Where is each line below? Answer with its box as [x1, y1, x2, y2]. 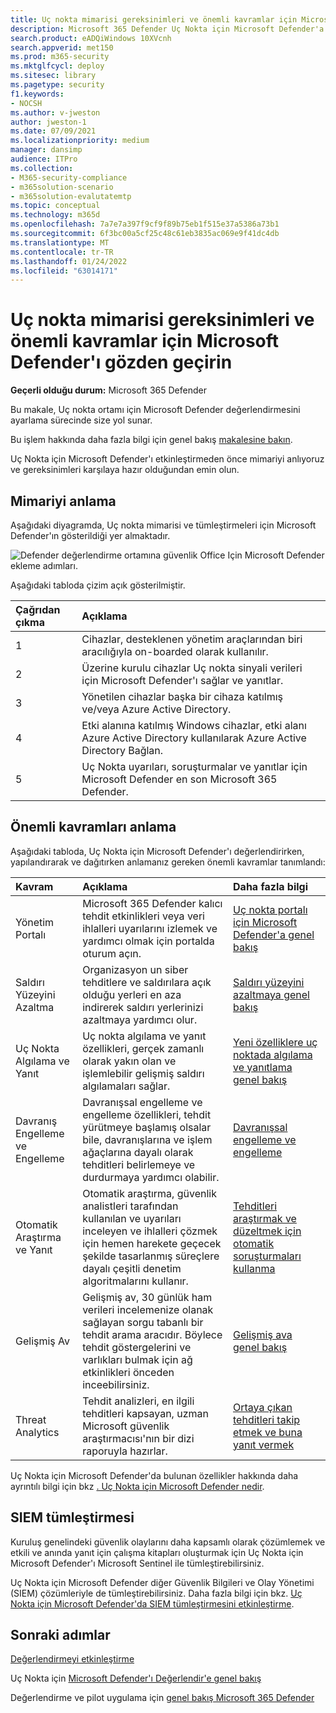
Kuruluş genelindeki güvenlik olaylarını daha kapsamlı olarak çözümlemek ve [10, 1536, 326, 1548]
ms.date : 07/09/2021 [10, 126, 97, 136]
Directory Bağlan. [81, 744, 164, 757]
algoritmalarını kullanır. [82, 1274, 189, 1288]
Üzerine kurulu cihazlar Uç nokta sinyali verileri [81, 661, 303, 675]
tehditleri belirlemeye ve [82, 1157, 196, 1171]
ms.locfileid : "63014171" [10, 266, 118, 276]
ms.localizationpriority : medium [10, 136, 150, 146]
